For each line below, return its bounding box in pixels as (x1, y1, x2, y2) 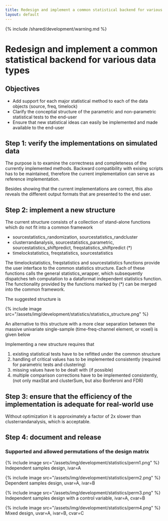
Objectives (5, 85, 40, 93)
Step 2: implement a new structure (5, 206, 115, 214)
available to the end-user (12, 124, 65, 130)
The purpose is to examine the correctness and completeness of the (5, 160, 147, 166)
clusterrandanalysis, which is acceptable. (5, 418, 91, 424)
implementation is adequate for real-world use (5, 400, 154, 409)
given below (5, 331, 31, 337)
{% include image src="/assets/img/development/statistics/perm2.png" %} (5, 474, 161, 480)
